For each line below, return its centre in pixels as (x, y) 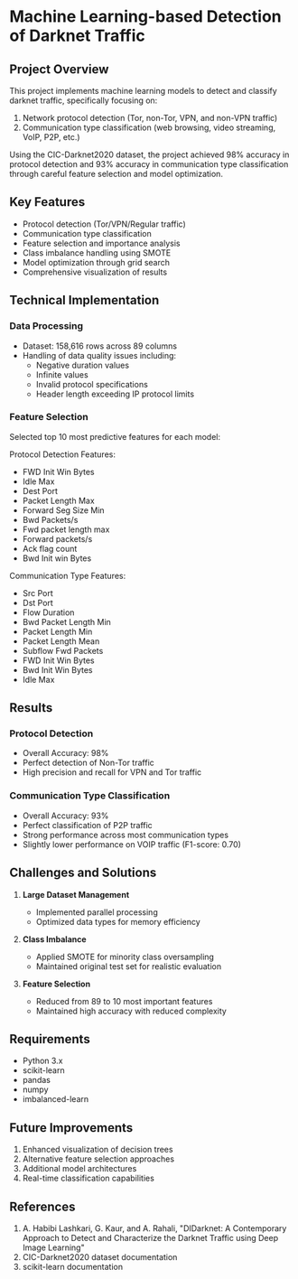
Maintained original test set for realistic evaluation (129, 966)
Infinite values (62, 374)
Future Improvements (71, 1128)
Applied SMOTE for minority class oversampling (125, 957)
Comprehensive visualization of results (95, 272)
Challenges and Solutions (83, 873)
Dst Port (38, 602)
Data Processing (47, 326)
